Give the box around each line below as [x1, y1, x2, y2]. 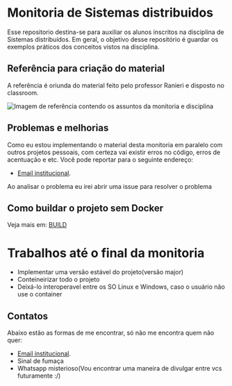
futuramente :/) [17, 371, 61, 380]
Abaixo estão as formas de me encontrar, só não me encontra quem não [7, 328, 215, 337]
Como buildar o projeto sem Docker [7, 202, 164, 214]
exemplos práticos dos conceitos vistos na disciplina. [7, 42, 160, 51]
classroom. [7, 88, 40, 96]
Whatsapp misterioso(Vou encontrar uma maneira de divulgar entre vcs [17, 364, 222, 373]
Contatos [7, 310, 49, 322]
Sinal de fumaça [17, 357, 64, 365]
